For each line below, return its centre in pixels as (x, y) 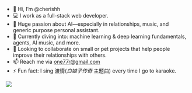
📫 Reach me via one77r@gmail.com (56, 62)
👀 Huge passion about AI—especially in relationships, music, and (91, 24)
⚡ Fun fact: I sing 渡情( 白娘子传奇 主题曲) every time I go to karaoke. (95, 71)
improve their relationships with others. (60, 55)
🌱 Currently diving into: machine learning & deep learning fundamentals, (100, 36)
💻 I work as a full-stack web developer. (60, 15)
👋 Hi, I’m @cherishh (36, 9)
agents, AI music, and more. (46, 43)
